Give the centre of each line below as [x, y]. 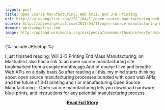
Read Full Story [82, 102]
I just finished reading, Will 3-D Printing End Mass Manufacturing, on [74, 56]
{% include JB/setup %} [29, 47]
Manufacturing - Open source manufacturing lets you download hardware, [81, 88]
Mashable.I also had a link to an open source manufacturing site [70, 61]
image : [12, 33]
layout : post [18, 10]
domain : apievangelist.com [33, 28]
